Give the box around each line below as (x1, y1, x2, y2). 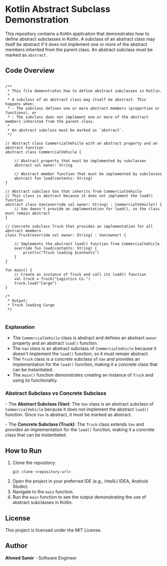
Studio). (12, 484, 29, 490)
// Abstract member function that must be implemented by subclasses (14, 171, 162, 176)
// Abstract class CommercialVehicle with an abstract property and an (5, 141, 157, 146)
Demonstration (5, 14, 69, 25)
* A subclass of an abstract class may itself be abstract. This (7, 97, 146, 102)
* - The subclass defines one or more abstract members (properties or (7, 106, 160, 111)
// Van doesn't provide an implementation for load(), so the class (14, 206, 160, 211)
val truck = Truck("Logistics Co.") (14, 276, 91, 281)
